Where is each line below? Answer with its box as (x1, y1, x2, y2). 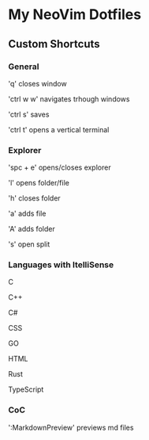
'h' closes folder (8, 193, 61, 203)
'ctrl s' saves (8, 109, 50, 119)
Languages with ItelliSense (8, 259, 114, 270)
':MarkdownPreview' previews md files (8, 423, 134, 432)
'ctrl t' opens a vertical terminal (8, 124, 110, 134)
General (8, 61, 39, 72)
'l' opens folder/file (8, 178, 69, 188)
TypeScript (8, 385, 44, 394)
